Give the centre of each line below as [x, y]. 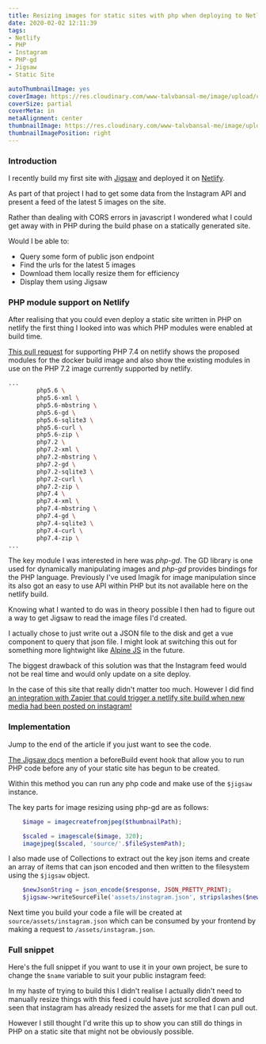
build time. [25, 336]
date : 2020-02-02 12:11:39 [53, 23]
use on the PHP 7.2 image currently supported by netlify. [100, 369]
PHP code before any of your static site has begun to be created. [114, 768]
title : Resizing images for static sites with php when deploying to [125, 15]
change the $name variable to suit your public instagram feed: [107, 976]
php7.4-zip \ [58, 538]
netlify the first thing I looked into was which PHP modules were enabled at [131, 328]
